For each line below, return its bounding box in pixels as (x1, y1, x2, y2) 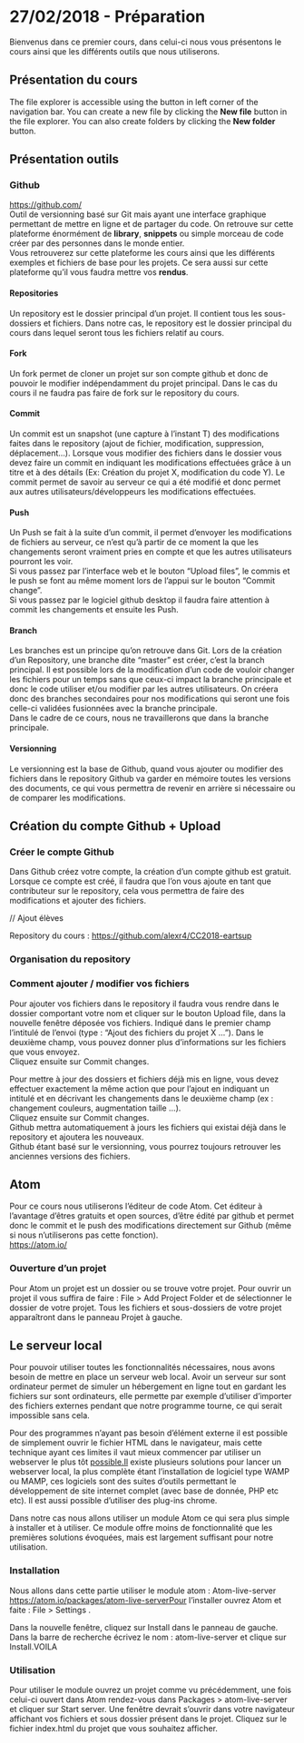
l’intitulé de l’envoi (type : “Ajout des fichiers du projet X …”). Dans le (9, 1027, 265, 1038)
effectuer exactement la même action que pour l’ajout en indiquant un (9, 1082, 270, 1094)
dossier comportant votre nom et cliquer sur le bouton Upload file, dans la (9, 1007, 286, 1018)
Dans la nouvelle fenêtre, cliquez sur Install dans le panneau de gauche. (9, 1621, 279, 1632)
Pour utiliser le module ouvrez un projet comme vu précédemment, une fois (9, 1685, 292, 1696)
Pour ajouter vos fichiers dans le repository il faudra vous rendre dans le (9, 998, 279, 1009)
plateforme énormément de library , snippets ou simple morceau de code (9, 229, 284, 240)
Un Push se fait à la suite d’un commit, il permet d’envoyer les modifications (9, 527, 292, 538)
